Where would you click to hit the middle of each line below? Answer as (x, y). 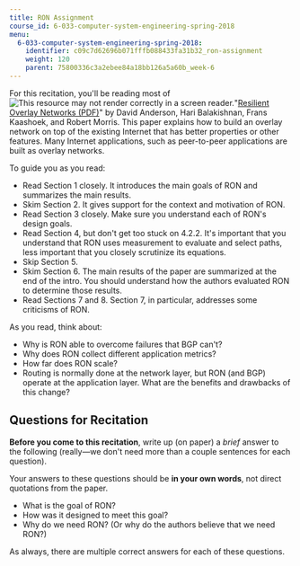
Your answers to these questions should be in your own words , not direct (146, 478)
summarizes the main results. (77, 195)
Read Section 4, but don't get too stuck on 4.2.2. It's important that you (154, 233)
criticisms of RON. (56, 309)
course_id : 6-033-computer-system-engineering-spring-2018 (122, 26)
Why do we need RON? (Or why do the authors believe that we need (149, 524)
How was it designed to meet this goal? (95, 515)
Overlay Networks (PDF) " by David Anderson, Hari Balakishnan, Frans (138, 112)
